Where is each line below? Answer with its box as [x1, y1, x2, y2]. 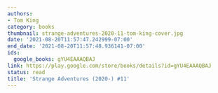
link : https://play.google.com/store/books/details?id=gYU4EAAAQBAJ [7, 62, 212, 69]
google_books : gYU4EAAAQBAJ [13, 56, 96, 63]
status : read [7, 69, 46, 76]
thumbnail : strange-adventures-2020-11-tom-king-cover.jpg [7, 29, 184, 37]
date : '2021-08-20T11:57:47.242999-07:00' [7, 36, 133, 43]
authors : [7, 10, 33, 17]
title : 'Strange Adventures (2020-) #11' [7, 75, 130, 83]
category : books [7, 23, 55, 30]
